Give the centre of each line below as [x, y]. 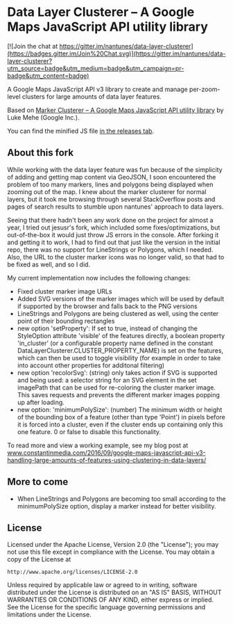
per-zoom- [205, 89]
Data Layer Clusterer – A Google [101, 12]
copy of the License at [39, 559]
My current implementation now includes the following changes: [99, 278]
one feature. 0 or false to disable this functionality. [89, 431]
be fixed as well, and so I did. [49, 264]
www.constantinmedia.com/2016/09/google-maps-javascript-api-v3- [106, 452]
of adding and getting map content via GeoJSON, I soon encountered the [112, 177]
